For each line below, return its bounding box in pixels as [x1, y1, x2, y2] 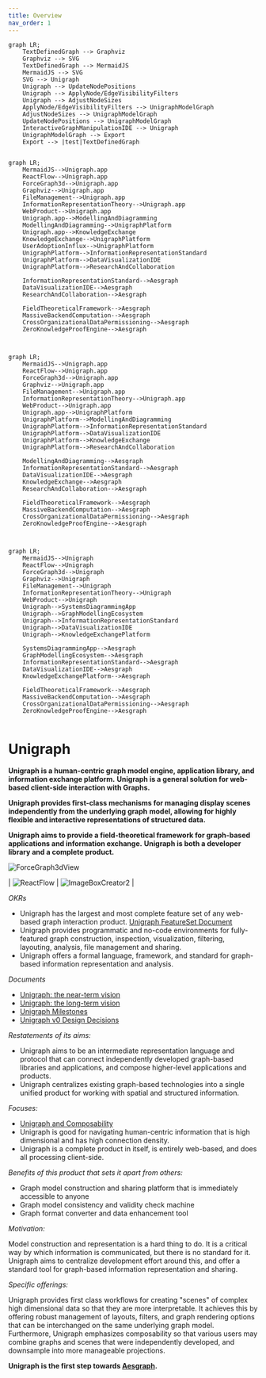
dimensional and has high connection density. [19, 1135, 170, 1146]
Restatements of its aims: [8, 1031, 91, 1040]
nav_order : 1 [8, 19, 51, 27]
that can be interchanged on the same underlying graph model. [8, 1321, 215, 1330]
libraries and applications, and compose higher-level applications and [19, 1063, 247, 1073]
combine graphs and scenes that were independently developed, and [8, 1338, 235, 1347]
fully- [230, 925, 249, 936]
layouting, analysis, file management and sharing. [19, 943, 182, 952]
